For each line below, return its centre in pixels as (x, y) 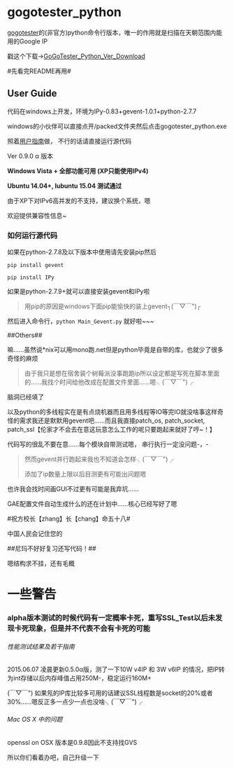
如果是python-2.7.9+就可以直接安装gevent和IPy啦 (79, 292)
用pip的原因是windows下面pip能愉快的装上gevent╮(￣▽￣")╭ (112, 306)
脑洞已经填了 (25, 397)
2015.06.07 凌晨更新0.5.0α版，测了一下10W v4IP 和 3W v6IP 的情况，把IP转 (116, 669)
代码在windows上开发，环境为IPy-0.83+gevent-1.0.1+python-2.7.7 (102, 111)
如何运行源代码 (32, 235)
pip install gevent (36, 266)
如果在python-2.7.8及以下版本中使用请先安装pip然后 (82, 252)
